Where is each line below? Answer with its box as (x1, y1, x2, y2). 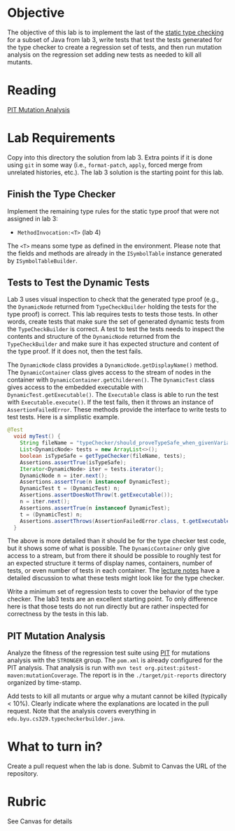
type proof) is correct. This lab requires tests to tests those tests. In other (7, 310, 218, 319)
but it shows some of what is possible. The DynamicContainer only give (7, 544, 211, 552)
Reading (7, 83, 57, 99)
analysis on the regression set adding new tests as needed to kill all (7, 50, 201, 59)
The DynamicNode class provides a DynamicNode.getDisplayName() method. (7, 361, 218, 369)
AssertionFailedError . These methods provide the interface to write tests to (7, 405, 227, 414)
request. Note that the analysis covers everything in (7, 707, 156, 715)
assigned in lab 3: (7, 214, 58, 223)
